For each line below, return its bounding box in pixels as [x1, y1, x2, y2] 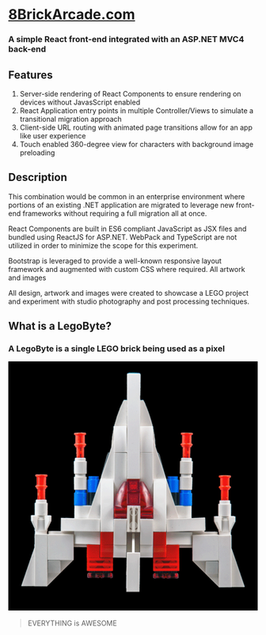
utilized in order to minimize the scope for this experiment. [8, 240, 199, 250]
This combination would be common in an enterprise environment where [8, 191, 245, 201]
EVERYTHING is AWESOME [27, 618, 117, 628]
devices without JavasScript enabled [19, 97, 141, 107]
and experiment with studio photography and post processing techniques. [8, 297, 249, 306]
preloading [19, 148, 55, 157]
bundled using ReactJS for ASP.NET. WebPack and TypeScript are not [8, 232, 237, 242]
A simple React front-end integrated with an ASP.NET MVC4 [8, 34, 245, 45]
